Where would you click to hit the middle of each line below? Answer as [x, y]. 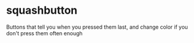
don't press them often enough [44, 33]
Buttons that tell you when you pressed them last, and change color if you [97, 27]
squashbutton [42, 10]
